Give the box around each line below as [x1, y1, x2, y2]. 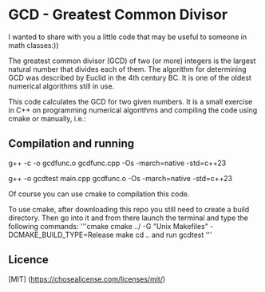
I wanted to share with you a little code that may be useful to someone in [8, 32, 247, 41]
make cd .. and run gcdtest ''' [115, 230, 213, 239]
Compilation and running [8, 137, 134, 151]
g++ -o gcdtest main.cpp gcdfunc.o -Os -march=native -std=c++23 [8, 173, 233, 183]
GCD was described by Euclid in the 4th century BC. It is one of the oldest [8, 73, 251, 82]
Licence [8, 253, 49, 266]
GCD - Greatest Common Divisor [8, 6, 228, 24]
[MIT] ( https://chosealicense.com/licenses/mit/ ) [8, 274, 166, 284]
